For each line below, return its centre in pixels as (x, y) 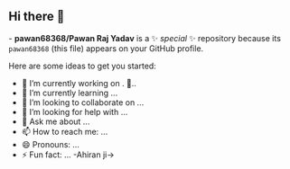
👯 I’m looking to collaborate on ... (83, 102)
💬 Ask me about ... (56, 121)
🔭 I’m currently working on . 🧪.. (79, 83)
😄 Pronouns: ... (51, 144)
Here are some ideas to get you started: (83, 66)
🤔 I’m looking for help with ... (75, 111)
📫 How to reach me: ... (65, 131)
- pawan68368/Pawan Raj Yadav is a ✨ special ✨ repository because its (145, 38)
